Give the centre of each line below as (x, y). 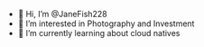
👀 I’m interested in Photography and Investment (106, 23)
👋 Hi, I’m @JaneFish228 (62, 14)
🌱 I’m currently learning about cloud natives (99, 33)
